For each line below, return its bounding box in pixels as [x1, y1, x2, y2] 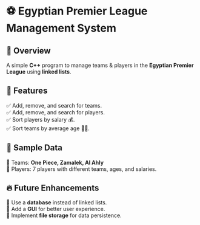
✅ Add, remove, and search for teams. [6, 102, 102, 109]
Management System [6, 21, 117, 35]
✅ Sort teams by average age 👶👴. [6, 125, 90, 132]
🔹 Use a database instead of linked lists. [6, 199, 107, 206]
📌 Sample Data [6, 143, 62, 153]
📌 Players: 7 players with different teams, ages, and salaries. [6, 165, 157, 173]
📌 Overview [6, 46, 51, 56]
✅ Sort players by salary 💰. [6, 116, 75, 123]
